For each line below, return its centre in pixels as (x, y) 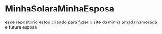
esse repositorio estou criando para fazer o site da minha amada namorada (81, 22)
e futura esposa (21, 27)
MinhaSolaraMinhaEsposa (60, 9)
